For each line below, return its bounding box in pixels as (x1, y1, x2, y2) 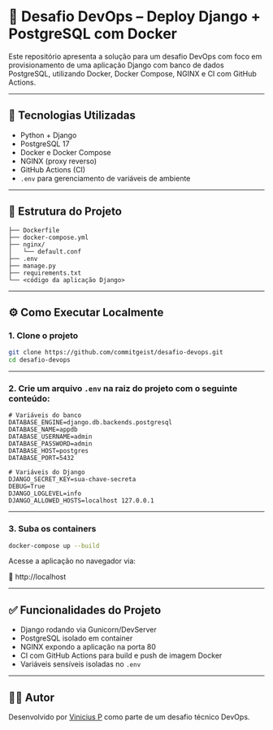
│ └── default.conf (8, 247, 82, 255)
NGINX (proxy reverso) (19, 156, 97, 166)
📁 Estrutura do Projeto (8, 205, 122, 219)
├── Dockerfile (8, 226, 60, 234)
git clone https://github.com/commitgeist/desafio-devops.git (8, 349, 223, 357)
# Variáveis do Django (8, 468, 85, 476)
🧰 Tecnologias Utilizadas (8, 109, 136, 123)
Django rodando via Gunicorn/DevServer (19, 625, 157, 635)
